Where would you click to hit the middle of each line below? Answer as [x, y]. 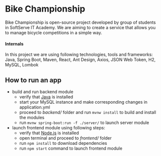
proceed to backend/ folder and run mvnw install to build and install [88, 112]
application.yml [35, 107]
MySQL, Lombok [22, 65]
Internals [14, 44]
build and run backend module [43, 92]
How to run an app [33, 80]
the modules [32, 117]
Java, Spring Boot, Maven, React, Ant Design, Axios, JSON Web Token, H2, [80, 60]
